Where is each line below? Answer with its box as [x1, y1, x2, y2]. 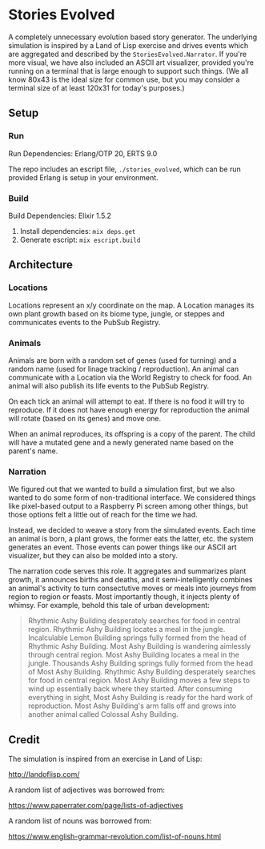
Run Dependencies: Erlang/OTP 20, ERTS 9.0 [8, 148, 158, 158]
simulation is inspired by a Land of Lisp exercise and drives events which [8, 40, 249, 50]
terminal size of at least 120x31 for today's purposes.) [8, 82, 186, 93]
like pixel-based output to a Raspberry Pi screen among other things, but [8, 501, 248, 511]
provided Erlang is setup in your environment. [8, 172, 159, 182]
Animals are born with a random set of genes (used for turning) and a [8, 355, 238, 365]
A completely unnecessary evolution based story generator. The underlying [8, 32, 258, 42]
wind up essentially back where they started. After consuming [27, 684, 233, 694]
